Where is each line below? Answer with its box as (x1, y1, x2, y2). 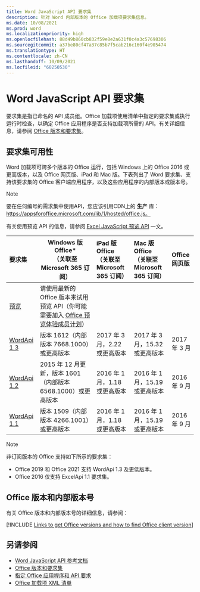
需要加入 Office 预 (39, 311, 90, 320)
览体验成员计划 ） (39, 320, 88, 328)
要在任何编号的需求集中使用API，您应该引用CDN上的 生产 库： (6, 203, 160, 210)
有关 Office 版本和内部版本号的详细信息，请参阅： (6, 509, 129, 516)
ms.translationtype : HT (6, 48, 65, 54)
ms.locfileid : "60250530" (6, 64, 70, 70)
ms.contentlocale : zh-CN (6, 53, 68, 59)
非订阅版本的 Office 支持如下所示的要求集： (6, 453, 113, 460)
